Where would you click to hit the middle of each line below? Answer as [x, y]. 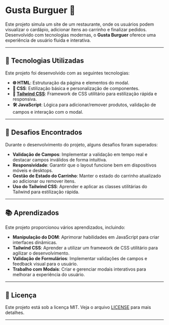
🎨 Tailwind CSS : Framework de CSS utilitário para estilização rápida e [85, 94]
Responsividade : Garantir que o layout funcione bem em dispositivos [84, 165]
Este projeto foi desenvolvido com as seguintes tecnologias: [67, 73]
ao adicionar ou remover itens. [44, 181]
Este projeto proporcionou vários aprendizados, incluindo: [65, 227]
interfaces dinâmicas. [35, 242]
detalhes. [15, 313]
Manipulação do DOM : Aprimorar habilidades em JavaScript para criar [86, 237]
